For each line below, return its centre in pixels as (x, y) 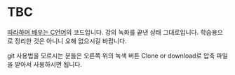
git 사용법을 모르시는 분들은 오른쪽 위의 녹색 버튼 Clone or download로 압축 (111, 56)
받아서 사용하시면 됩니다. (48, 64)
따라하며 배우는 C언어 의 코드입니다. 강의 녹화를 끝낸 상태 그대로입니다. (103, 32)
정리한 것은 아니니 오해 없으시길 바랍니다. (71, 41)
